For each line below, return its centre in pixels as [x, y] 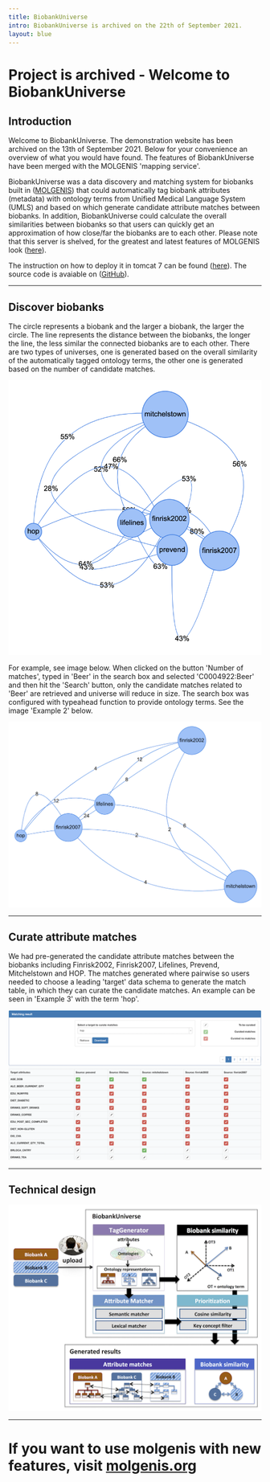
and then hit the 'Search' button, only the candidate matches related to [125, 685]
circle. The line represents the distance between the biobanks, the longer [129, 335]
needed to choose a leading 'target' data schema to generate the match [127, 982]
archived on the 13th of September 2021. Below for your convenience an [128, 149]
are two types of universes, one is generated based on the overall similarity [133, 352]
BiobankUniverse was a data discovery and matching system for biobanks [131, 182]
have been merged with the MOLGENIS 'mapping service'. [104, 166]
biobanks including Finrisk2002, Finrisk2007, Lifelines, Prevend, [114, 965]
